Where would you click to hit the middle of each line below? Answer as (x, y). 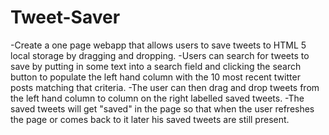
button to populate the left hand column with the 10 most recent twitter (155, 77)
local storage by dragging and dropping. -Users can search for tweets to (160, 55)
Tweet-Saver (65, 17)
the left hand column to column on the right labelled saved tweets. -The (157, 98)
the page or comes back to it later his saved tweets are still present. (150, 119)
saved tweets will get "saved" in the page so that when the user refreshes (162, 108)
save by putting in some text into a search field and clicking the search (156, 66)
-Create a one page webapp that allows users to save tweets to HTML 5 (158, 45)
